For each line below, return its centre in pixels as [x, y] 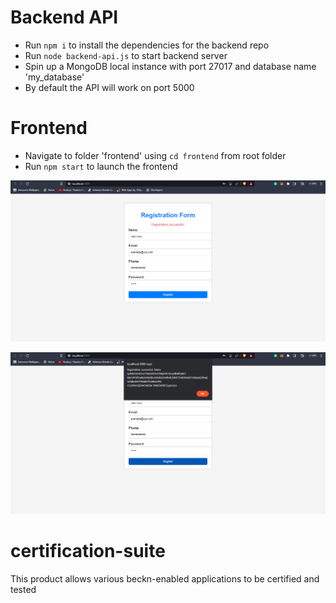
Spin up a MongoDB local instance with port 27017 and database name [170, 66]
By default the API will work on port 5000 [109, 87]
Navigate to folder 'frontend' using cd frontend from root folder [155, 155]
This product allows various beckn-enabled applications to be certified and [165, 578]
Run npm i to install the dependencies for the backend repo [147, 45]
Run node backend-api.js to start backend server [126, 55]
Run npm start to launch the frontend [101, 166]
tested [23, 589]
